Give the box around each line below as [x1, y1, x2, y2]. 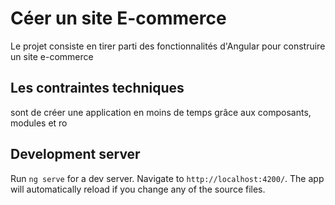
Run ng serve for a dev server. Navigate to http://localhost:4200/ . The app [10, 172, 325, 184]
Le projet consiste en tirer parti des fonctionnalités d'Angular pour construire [10, 40, 326, 52]
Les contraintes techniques [10, 80, 185, 97]
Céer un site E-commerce [10, 7, 227, 30]
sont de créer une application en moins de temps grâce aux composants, [10, 106, 312, 118]
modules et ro [10, 117, 68, 129]
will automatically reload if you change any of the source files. [10, 183, 266, 195]
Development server [10, 146, 141, 163]
